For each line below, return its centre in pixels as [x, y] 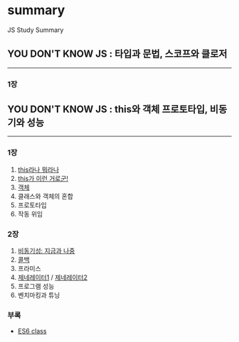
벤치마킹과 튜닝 [39, 295]
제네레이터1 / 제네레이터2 [52, 277]
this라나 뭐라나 [38, 170]
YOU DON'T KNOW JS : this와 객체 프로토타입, [108, 110]
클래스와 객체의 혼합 [45, 196]
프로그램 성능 [36, 287]
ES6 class [32, 331]
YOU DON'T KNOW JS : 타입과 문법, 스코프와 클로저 [117, 54]
